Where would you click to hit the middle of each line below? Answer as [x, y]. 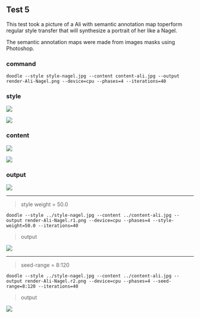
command [21, 64]
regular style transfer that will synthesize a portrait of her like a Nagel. [92, 30]
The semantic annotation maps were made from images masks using [91, 42]
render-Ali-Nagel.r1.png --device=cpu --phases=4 [87, 220]
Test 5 [18, 10]
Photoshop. [20, 48]
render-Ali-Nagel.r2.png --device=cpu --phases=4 [87, 281]
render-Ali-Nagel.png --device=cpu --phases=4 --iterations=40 [86, 82]
